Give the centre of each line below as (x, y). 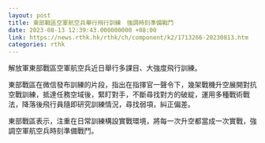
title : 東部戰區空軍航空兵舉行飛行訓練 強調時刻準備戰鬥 (91, 23)
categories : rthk (37, 45)
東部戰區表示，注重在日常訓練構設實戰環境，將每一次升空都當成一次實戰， (129, 121)
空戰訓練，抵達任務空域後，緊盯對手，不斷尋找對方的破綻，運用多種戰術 (125, 94)
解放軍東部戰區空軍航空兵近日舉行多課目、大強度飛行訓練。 (105, 68)
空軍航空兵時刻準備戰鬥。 (56, 131)
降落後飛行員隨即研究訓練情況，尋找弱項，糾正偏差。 (108, 104)
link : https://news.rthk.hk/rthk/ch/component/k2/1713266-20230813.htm (128, 37)
